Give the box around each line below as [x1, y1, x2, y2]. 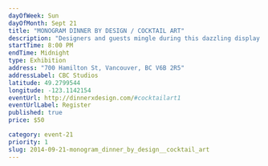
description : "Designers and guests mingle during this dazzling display [8, 34, 261, 43]
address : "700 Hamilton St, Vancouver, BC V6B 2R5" [8, 64, 185, 72]
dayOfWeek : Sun [8, 11, 59, 20]
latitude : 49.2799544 [8, 79, 81, 87]
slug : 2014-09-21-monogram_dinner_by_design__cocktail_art [8, 145, 210, 153]
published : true [8, 109, 63, 117]
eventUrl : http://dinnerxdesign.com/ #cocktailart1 [8, 94, 181, 102]
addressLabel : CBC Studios [8, 71, 99, 79]
